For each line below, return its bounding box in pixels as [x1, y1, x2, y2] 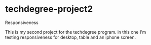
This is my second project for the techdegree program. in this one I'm [5, 29, 147, 35]
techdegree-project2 [5, 3, 93, 15]
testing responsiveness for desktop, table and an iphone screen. [5, 34, 136, 40]
